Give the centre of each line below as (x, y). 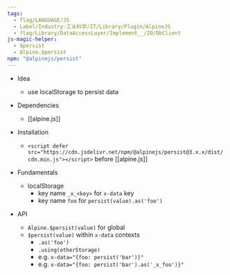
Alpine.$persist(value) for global (76, 227)
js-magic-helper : (32, 39)
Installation (33, 132)
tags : (15, 14)
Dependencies (38, 105)
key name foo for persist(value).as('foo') (100, 200)
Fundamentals (37, 172)
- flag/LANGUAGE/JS (42, 20)
